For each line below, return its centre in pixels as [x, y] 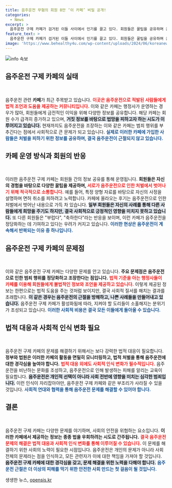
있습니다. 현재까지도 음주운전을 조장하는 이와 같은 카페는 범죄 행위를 [91, 125]
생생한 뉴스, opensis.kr [29, 480]
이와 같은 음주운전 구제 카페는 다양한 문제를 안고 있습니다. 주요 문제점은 [76, 271]
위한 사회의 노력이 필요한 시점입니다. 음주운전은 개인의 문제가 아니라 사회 [91, 450]
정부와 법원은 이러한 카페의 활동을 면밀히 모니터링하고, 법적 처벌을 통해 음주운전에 [86, 357]
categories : [18, 15]
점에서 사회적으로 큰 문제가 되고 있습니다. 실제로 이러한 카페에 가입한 [91, 132]
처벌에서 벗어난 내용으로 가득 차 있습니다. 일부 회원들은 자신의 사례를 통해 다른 [83, 205]
